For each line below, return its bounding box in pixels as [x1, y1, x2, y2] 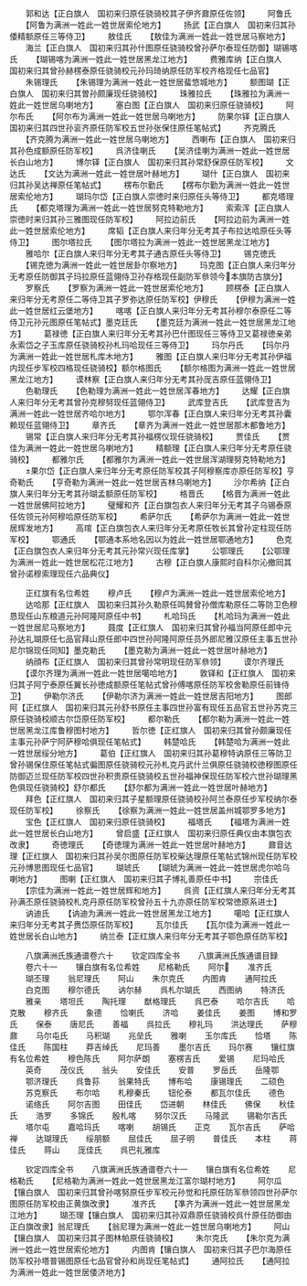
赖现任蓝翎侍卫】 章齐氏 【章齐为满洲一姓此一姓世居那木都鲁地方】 [9, 420, 291, 430]
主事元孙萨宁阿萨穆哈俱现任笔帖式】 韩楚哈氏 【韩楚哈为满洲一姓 [9, 736, 282, 747]
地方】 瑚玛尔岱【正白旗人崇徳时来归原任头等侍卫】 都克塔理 [33, 191, 294, 201]
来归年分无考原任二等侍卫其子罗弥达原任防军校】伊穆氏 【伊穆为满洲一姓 [9, 294, 296, 305]
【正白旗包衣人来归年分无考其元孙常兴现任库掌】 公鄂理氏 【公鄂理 [9, 545, 291, 556]
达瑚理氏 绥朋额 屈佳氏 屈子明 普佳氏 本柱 [35, 1133, 271, 1143]
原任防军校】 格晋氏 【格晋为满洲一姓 [112, 488, 282, 498]
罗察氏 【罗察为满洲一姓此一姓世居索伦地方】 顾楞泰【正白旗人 [25, 283, 291, 293]
